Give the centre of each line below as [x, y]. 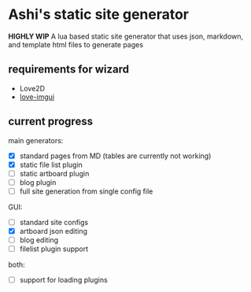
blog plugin [38, 182]
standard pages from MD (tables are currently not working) [115, 156]
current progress [50, 122]
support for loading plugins [63, 280]
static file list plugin [51, 164]
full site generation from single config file [86, 191]
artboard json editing [54, 231]
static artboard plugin [54, 173]
